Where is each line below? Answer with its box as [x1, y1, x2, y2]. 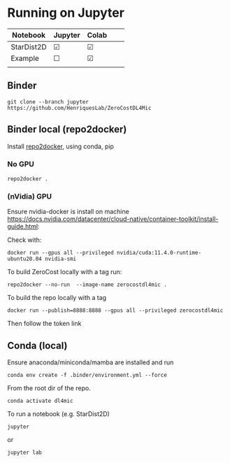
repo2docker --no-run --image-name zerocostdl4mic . [7, 281, 168, 288]
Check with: [7, 236, 42, 244]
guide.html [7, 222, 38, 231]
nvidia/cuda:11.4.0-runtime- [116, 250, 201, 257]
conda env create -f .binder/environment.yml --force [7, 371, 168, 378]
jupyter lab [7, 449, 42, 456]
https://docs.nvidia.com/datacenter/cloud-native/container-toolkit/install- [7, 215, 219, 223]
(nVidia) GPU [7, 191, 52, 201]
